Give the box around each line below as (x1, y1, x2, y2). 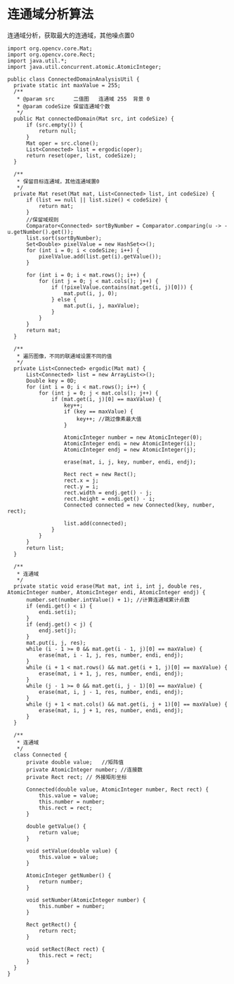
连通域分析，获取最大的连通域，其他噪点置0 (7, 31, 135, 39)
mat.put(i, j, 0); (63, 289, 118, 297)
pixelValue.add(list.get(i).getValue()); (38, 253, 162, 260)
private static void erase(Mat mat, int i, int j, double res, (13, 582, 202, 590)
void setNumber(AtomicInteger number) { (25, 896, 146, 903)
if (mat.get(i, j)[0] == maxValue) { (51, 395, 162, 402)
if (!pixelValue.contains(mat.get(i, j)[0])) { (51, 284, 193, 291)
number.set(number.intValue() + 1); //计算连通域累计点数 (25, 596, 190, 603)
